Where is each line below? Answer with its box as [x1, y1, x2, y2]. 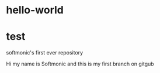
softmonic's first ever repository [6, 49, 84, 56]
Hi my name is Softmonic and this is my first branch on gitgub [6, 60, 154, 67]
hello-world [6, 3, 64, 17]
